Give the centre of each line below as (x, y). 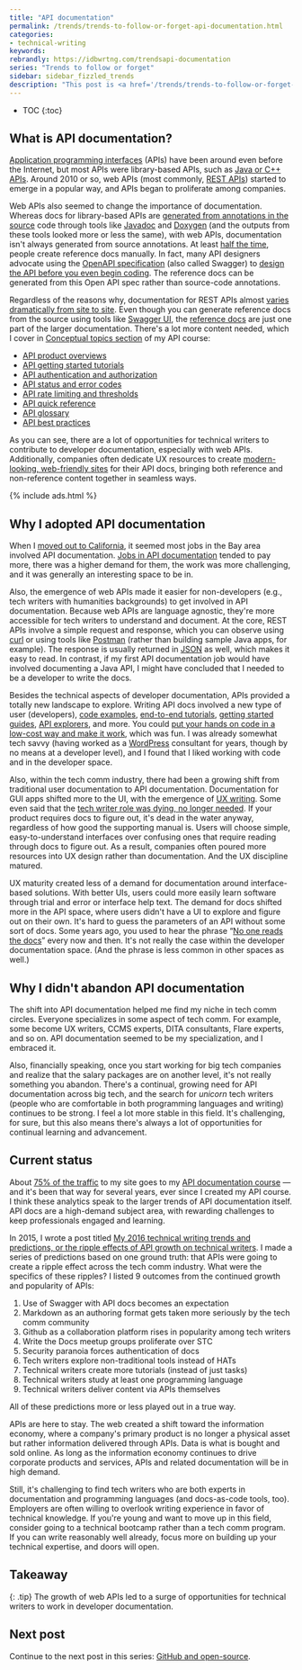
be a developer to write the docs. (71, 678)
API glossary (46, 413)
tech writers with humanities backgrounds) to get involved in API (129, 602)
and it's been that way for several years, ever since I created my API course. (151, 1191)
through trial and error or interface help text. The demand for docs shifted (146, 902)
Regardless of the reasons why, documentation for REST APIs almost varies (149, 300)
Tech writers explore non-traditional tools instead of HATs (129, 1360)
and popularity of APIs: (52, 1285)
